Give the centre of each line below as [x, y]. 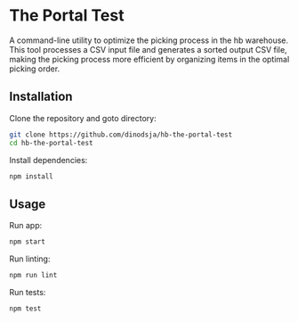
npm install [31, 176]
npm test [25, 309]
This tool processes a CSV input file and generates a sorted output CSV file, [148, 49]
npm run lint [33, 276]
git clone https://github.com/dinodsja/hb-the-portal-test [121, 135]
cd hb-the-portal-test [51, 143]
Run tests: [28, 292]
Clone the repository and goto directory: [83, 118]
